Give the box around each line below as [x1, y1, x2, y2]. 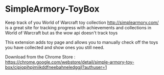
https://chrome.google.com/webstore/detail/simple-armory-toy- [5, 59, 135, 65]
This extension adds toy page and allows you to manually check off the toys [5, 39, 158, 45]
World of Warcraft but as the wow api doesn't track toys [5, 30, 118, 36]
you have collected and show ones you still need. [5, 44, 104, 50]
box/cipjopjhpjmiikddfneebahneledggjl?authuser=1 [5, 64, 107, 70]
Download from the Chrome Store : [5, 54, 76, 59]
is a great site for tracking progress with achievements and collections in [5, 24, 152, 30]
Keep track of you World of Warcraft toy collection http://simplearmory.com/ [5, 19, 159, 25]
